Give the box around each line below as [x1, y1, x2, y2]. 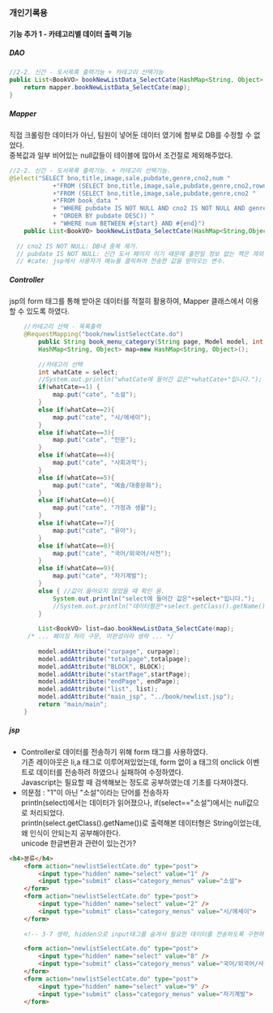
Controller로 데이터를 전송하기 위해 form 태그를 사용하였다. [20, 747, 209, 756]
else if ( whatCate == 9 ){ [38, 565, 115, 573]
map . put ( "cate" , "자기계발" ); [52, 572, 148, 580]
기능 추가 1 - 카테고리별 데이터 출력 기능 [9, 28, 132, 38]
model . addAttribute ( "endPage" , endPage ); [38, 677, 181, 686]
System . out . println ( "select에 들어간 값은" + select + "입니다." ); [52, 595, 256, 603]
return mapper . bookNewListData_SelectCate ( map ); [23, 84, 191, 92]
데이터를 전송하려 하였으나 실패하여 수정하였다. [36, 767, 184, 777]
